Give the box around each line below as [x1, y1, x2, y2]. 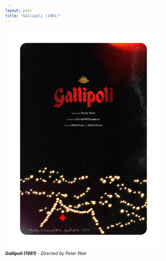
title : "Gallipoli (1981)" [5, 13, 61, 18]
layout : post [5, 8, 32, 13]
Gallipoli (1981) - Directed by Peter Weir [5, 250, 87, 256]
